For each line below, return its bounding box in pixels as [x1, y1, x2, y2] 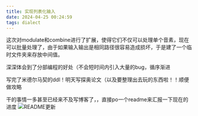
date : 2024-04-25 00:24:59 [6, 14, 72, 20]
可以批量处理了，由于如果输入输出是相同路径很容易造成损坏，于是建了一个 [6, 44, 187, 51]
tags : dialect [6, 19, 41, 25]
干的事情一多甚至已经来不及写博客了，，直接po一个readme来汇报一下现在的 [6, 96, 189, 103]
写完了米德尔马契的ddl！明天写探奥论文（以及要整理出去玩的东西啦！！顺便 [6, 76, 190, 83]
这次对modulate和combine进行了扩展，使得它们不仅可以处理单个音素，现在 [6, 37, 190, 44]
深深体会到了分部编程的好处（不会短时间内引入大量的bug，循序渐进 [6, 64, 171, 71]
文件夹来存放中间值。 [11, 51, 63, 58]
